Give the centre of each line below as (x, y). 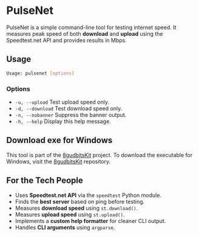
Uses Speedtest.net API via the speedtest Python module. (88, 195)
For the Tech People (45, 180)
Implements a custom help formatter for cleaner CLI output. (90, 221)
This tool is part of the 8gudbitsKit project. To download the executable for (99, 155)
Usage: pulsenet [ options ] (40, 73)
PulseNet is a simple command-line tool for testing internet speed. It (92, 27)
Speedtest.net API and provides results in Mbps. (67, 40)
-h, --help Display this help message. (63, 121)
